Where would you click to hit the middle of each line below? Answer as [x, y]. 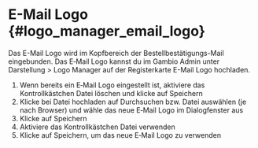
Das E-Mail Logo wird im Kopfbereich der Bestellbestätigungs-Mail [116, 53]
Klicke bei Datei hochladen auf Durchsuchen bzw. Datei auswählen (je [133, 102]
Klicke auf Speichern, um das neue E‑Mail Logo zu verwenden [120, 135]
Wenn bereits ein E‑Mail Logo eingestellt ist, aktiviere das [112, 85]
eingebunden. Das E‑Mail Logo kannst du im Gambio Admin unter [114, 61]
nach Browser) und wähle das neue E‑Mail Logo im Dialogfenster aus [131, 110]
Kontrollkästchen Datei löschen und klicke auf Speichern [111, 93]
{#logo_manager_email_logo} [107, 31]
